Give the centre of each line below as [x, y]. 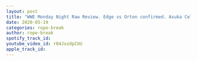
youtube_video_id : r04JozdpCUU [44, 44]
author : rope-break [30, 33]
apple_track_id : [26, 49]
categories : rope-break [35, 28]
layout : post [22, 11]
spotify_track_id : [28, 38]
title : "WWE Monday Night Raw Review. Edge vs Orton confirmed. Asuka [94, 17]
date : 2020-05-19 [27, 22]
